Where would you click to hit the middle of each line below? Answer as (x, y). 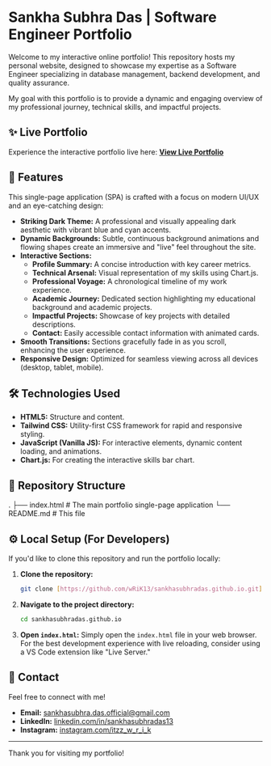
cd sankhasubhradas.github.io (71, 619)
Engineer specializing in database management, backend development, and (134, 74)
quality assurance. (39, 83)
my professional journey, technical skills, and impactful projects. (115, 107)
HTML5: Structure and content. (72, 417)
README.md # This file (47, 514)
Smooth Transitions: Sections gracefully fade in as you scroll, (123, 341)
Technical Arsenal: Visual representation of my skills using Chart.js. (145, 273)
